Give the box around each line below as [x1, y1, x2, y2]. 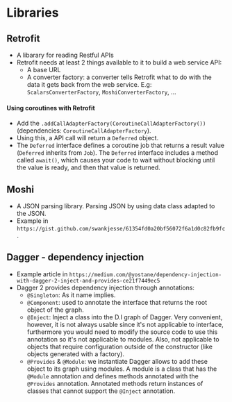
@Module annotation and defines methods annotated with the [26, 371, 199, 380]
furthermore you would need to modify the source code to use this [26, 328, 218, 336]
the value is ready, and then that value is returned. [16, 163, 160, 171]
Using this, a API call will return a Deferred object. [16, 134, 159, 142]
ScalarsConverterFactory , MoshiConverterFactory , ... [26, 88, 176, 96]
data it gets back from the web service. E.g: [26, 81, 152, 88]
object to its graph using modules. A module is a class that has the [26, 365, 217, 373]
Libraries [6, 5, 59, 21]
